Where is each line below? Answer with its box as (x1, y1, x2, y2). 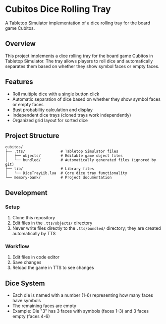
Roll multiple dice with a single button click (12, 91, 100, 97)
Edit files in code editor (12, 254, 60, 260)
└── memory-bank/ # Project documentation (5, 175, 112, 180)
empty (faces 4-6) (12, 314, 51, 320)
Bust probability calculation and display (12, 107, 93, 113)
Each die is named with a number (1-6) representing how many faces (12, 292, 154, 298)
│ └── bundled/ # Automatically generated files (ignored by (5, 158, 156, 163)
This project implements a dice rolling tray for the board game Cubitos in (5, 53, 153, 59)
